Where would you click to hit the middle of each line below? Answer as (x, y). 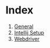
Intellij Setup (29, 32)
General (24, 26)
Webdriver (27, 39)
